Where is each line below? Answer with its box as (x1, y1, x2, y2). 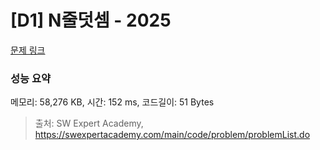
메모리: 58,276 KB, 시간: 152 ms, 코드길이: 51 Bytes (10, 96, 215, 108)
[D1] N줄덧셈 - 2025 (10, 9, 172, 32)
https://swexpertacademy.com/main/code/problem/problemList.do (34, 129, 311, 141)
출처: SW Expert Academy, (34, 117, 144, 130)
